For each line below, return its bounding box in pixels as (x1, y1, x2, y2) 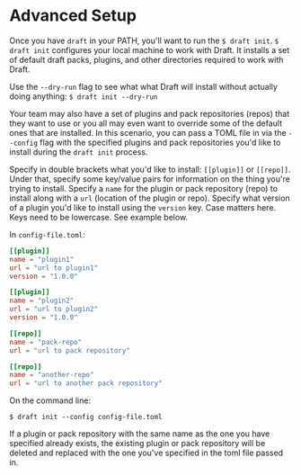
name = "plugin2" (9, 296, 75, 306)
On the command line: (9, 395, 92, 406)
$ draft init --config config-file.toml (9, 413, 164, 422)
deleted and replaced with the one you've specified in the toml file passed (9, 447, 284, 459)
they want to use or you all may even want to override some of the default (9, 118, 283, 129)
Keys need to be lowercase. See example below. (9, 211, 189, 222)
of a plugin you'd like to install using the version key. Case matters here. (9, 202, 277, 212)
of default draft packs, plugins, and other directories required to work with (9, 54, 284, 65)
